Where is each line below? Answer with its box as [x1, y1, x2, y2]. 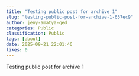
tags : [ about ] [6, 36, 41, 42]
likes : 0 [6, 47, 28, 53]
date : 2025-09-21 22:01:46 [6, 42, 73, 48]
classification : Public [6, 31, 65, 37]
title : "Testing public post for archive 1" [6, 8, 118, 15]
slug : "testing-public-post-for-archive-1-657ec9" [6, 14, 134, 20]
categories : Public [6, 25, 54, 31]
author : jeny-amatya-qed [6, 19, 67, 25]
